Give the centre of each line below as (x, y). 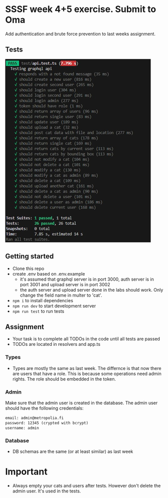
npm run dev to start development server (54, 306)
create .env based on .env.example (49, 274)
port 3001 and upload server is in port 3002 (65, 284)
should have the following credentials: (44, 408)
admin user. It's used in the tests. (47, 491)
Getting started (30, 256)
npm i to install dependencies (43, 300)
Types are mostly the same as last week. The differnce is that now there (87, 368)
